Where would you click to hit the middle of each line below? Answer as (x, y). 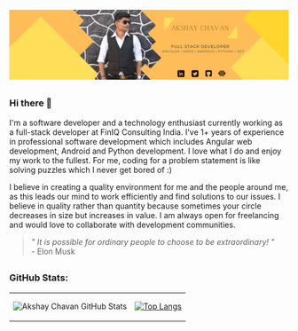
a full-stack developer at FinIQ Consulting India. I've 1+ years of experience (147, 132)
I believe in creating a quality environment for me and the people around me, (149, 186)
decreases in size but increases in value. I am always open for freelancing (144, 215)
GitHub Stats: (39, 278)
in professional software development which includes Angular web (131, 141)
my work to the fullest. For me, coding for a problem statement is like (135, 160)
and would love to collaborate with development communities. (122, 225)
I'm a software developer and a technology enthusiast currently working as (146, 122)
